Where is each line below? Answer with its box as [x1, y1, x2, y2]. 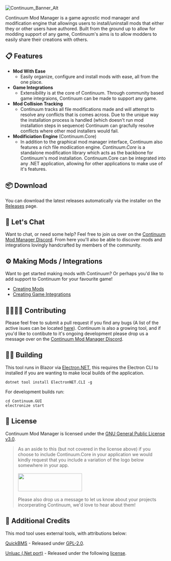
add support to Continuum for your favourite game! [5, 276, 113, 282]
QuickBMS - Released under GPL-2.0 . [5, 540, 85, 546]
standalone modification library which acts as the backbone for [20, 149, 154, 155]
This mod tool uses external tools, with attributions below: [5, 530, 127, 536]
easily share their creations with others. [5, 36, 88, 42]
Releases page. [5, 203, 38, 209]
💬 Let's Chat [5, 218, 45, 227]
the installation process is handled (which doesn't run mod [20, 117, 144, 123]
